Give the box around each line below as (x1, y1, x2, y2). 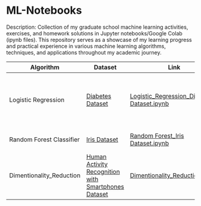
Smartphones (86, 182, 124, 190)
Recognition (86, 167, 120, 175)
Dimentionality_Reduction (9, 171, 81, 180)
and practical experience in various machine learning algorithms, (6, 43, 166, 50)
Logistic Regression (9, 95, 65, 104)
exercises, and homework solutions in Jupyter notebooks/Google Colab (6, 29, 182, 37)
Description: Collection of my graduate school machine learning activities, (6, 23, 188, 31)
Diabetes (86, 92, 112, 100)
